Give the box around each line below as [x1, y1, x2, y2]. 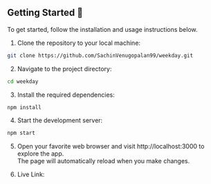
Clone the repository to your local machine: [17, 39, 140, 47]
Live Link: [17, 170, 45, 178]
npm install [7, 104, 42, 111]
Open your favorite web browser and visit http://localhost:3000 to [17, 142, 205, 151]
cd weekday [7, 77, 39, 85]
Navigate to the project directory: [17, 64, 112, 73]
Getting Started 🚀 [7, 7, 84, 19]
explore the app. [17, 149, 64, 158]
